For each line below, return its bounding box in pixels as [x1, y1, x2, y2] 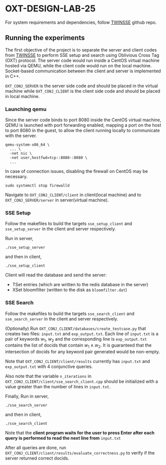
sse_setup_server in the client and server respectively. [5, 226, 116, 232]
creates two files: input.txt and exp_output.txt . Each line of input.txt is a [5, 330, 159, 337]
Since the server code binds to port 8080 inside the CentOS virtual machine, [5, 117, 162, 123]
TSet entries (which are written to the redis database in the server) [12, 282, 149, 288]
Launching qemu [5, 105, 47, 112]
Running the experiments [5, 34, 85, 42]
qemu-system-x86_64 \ [5, 142, 50, 148]
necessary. [5, 174, 28, 180]
